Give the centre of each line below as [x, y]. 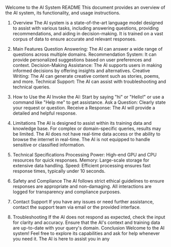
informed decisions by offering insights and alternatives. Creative [81, 71]
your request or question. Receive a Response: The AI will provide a [84, 108]
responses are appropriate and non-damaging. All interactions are [82, 186]
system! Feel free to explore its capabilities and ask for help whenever [86, 233]
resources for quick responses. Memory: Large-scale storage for [81, 160]
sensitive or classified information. [49, 145]
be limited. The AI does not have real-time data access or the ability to [87, 134]
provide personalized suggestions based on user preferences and [82, 60]
